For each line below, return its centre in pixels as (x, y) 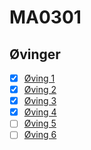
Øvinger (35, 54)
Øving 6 (40, 135)
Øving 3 (40, 101)
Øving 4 (40, 112)
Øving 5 (40, 123)
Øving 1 (39, 78)
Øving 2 (40, 90)
